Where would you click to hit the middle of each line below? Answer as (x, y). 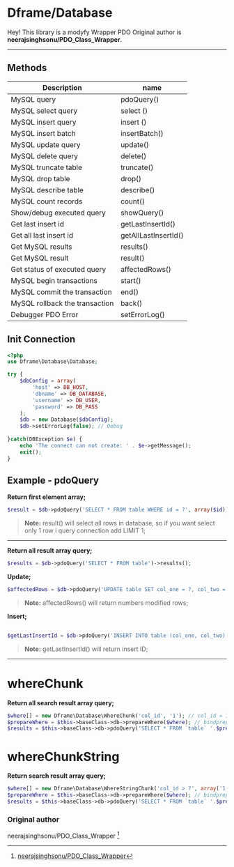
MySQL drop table (40, 178)
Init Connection (41, 339)
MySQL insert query (44, 122)
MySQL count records (47, 201)
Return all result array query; (50, 551)
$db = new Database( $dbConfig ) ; (67, 420)
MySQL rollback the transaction (62, 303)
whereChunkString (63, 757)
